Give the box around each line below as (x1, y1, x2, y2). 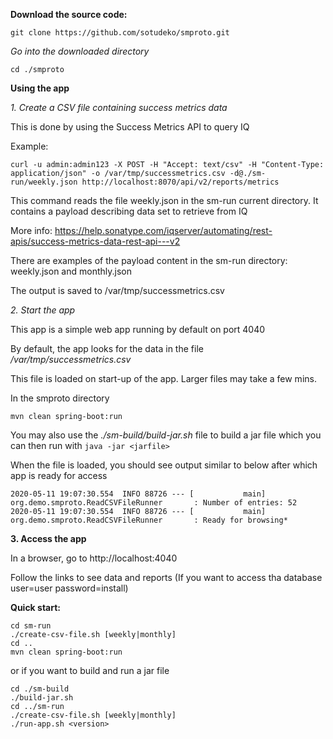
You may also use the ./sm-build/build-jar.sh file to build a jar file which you (10, 429, 322, 441)
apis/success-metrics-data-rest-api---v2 (10, 235, 181, 247)
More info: (10, 225, 53, 236)
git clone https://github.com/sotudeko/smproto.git (10, 28, 230, 38)
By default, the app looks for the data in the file (10, 343, 204, 354)
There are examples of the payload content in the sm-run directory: (10, 255, 288, 266)
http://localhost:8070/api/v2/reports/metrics (81, 177, 280, 187)
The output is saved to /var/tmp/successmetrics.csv (10, 285, 225, 296)
